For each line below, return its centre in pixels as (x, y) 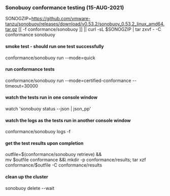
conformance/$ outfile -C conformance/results (54, 165)
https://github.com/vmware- (61, 19)
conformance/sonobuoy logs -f (38, 132)
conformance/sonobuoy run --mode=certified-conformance (68, 81)
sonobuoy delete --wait (30, 188)
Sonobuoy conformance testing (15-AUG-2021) (65, 8)
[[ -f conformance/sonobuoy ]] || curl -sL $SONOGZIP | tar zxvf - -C (90, 29)
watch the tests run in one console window (52, 97)
